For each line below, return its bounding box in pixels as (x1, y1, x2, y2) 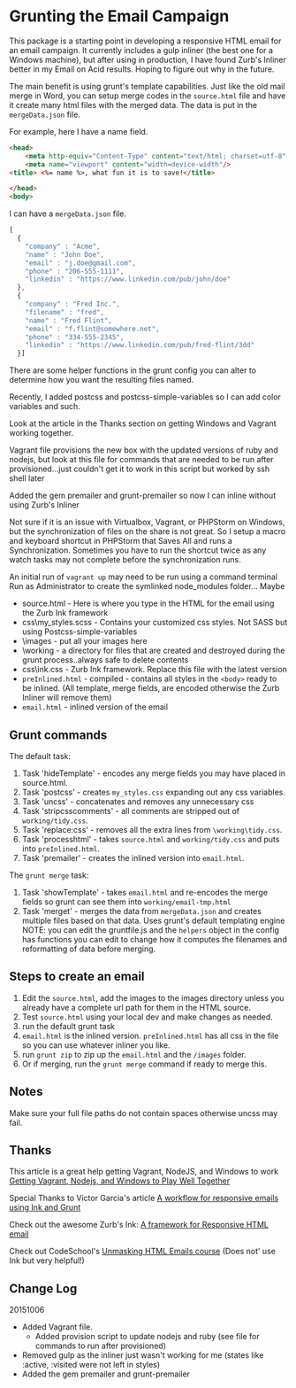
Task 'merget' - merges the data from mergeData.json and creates (21, 906, 262, 916)
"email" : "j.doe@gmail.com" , (25, 259, 137, 268)
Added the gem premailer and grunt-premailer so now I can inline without (9, 490, 277, 501)
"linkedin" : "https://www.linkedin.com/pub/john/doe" (25, 275, 231, 284)
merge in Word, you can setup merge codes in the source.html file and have (9, 90, 286, 101)
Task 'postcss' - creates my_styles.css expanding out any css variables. (21, 787, 285, 797)
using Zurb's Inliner (9, 500, 80, 510)
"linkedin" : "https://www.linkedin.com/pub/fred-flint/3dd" (25, 341, 254, 350)
